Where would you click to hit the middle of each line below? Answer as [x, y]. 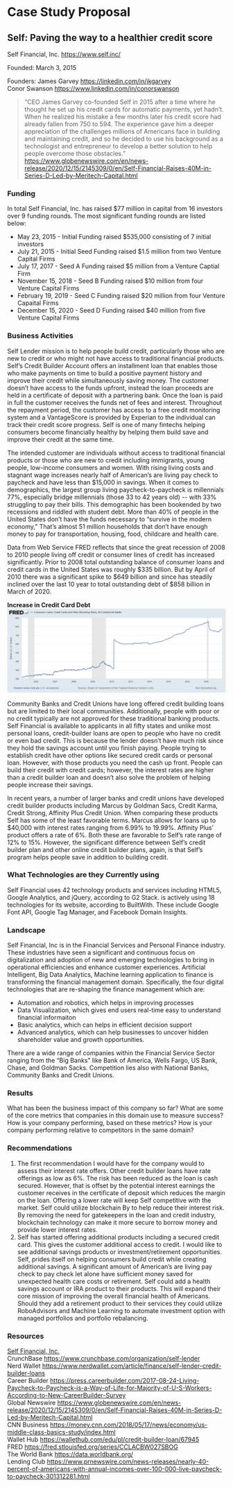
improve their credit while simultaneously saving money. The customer [108, 380]
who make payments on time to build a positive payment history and [105, 373]
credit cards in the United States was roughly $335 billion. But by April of [111, 569]
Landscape [26, 930]
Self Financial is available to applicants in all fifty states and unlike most [109, 726]
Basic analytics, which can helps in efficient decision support [104, 1025]
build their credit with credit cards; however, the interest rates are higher [110, 769]
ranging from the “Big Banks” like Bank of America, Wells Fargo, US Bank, [112, 1061]
